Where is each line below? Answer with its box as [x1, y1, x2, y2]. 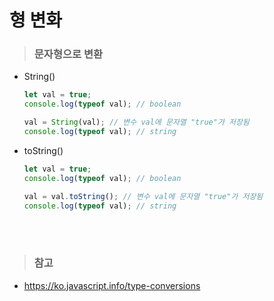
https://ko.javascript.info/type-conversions [23, 279, 201, 291]
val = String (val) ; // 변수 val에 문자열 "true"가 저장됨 [23, 117, 250, 128]
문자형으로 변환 [33, 47, 104, 61]
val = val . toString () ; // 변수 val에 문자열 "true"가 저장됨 [23, 191, 264, 201]
